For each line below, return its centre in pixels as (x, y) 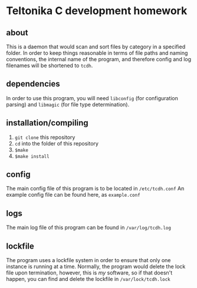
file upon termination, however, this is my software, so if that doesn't (89, 273)
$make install (32, 156)
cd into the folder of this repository (57, 143)
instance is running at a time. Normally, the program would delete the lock (96, 267)
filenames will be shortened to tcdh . (50, 65)
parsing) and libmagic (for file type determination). (68, 104)
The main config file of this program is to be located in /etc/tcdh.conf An (95, 188)
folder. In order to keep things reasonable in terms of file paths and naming (97, 53)
